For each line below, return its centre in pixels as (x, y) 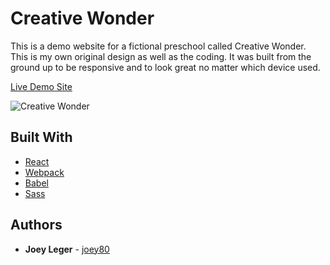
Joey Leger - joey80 (67, 249)
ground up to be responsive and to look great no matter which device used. (165, 67)
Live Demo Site (41, 86)
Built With (41, 137)
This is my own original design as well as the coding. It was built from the (161, 56)
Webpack (44, 172)
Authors (36, 225)
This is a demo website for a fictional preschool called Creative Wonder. (158, 46)
